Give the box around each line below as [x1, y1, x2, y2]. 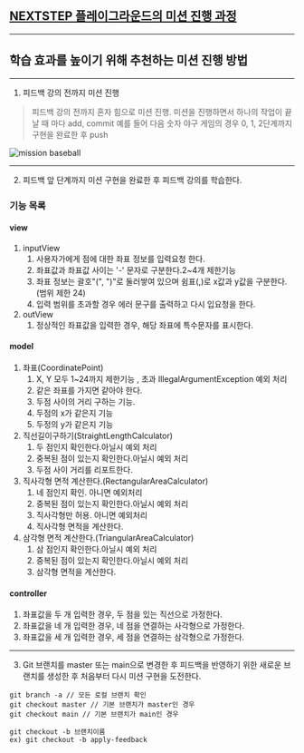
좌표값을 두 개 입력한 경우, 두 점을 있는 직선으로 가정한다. [22, 609, 223, 620]
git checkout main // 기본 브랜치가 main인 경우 [9, 710, 179, 719]
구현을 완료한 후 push [31, 129, 109, 140]
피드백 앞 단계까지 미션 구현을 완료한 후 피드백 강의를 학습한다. [22, 174, 242, 185]
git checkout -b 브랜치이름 [9, 728, 106, 737]
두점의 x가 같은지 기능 [35, 407, 113, 418]
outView [22, 308, 54, 319]
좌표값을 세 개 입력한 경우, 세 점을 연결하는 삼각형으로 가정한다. [22, 631, 245, 642]
